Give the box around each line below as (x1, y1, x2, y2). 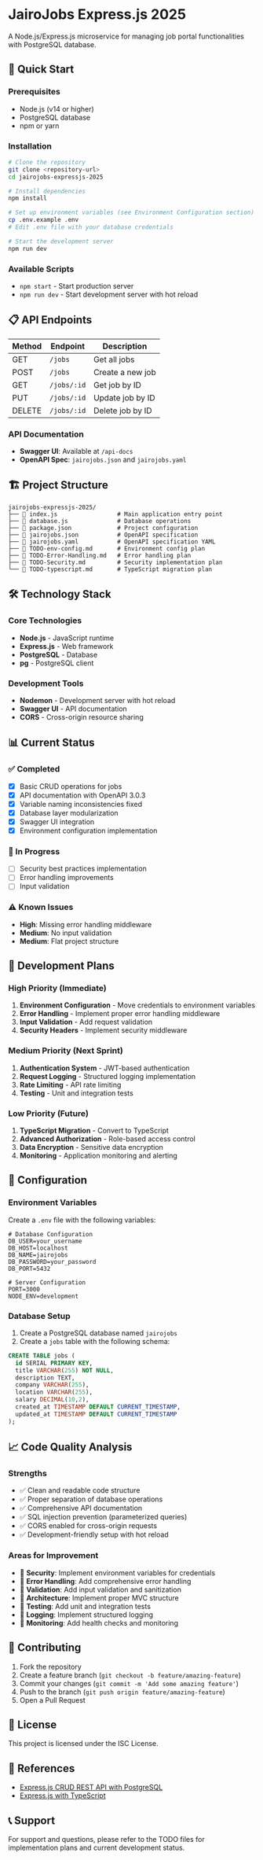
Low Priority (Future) (8, 1107, 89, 1118)
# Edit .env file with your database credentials (8, 223, 174, 231)
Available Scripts (8, 263, 75, 274)
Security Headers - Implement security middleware (19, 1026, 188, 1035)
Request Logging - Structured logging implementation (19, 1071, 196, 1081)
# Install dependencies (8, 187, 86, 195)
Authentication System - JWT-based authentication (19, 1063, 190, 1073)
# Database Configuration (8, 1230, 93, 1238)
